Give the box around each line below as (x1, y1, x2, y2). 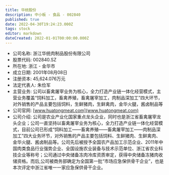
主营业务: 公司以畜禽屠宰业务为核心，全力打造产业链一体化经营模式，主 (12, 88, 161, 94)
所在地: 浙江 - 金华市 (12, 63, 55, 69)
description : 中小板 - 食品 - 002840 (5, 12, 81, 17)
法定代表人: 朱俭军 (12, 82, 51, 88)
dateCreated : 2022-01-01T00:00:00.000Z (5, 36, 89, 41)
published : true (5, 17, 39, 22)
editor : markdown (5, 31, 42, 36)
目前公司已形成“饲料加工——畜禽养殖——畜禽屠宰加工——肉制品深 (21, 126, 160, 132)
